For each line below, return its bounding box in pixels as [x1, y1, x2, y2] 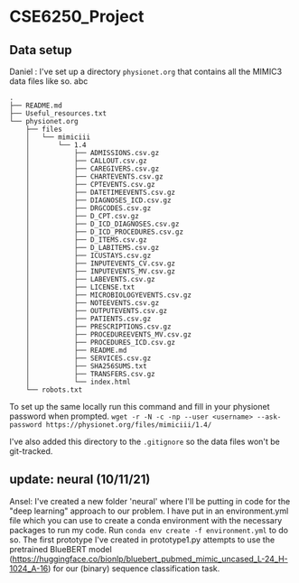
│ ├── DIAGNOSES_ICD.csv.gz [25, 196, 172, 205]
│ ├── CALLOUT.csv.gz [25, 156, 147, 165]
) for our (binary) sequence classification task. [48, 562, 220, 574]
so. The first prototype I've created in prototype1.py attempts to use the [9, 534, 276, 545]
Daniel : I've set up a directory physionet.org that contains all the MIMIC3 [9, 66, 283, 77]
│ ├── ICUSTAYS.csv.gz [25, 251, 152, 260]
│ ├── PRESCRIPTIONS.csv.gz [25, 322, 172, 331]
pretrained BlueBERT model [9, 543, 113, 554]
